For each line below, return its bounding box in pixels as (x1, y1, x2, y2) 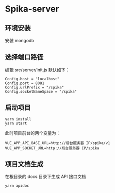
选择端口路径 (5, 53, 44, 61)
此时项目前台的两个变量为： (5, 130, 61, 136)
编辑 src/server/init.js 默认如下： (5, 67, 70, 73)
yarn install (5, 117, 32, 121)
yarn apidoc (5, 183, 29, 188)
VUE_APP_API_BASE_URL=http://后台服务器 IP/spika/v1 (5, 140, 110, 146)
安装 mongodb (5, 38, 34, 43)
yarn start (5, 121, 27, 126)
